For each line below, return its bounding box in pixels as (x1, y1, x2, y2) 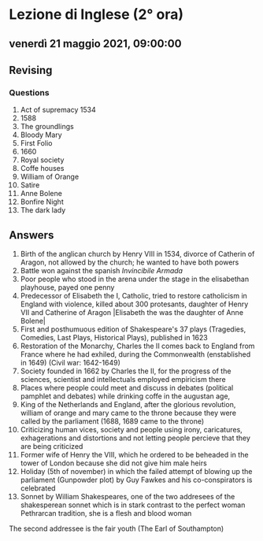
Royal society (20, 155, 65, 165)
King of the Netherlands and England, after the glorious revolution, (20, 400, 236, 409)
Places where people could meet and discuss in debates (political (20, 384, 234, 393)
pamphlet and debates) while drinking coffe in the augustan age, (20, 391, 231, 401)
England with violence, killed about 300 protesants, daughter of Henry (20, 299, 249, 309)
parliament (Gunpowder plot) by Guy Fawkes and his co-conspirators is (20, 475, 253, 485)
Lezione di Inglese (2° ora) (9, 6, 184, 24)
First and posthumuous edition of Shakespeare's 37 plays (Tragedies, (20, 324, 246, 334)
